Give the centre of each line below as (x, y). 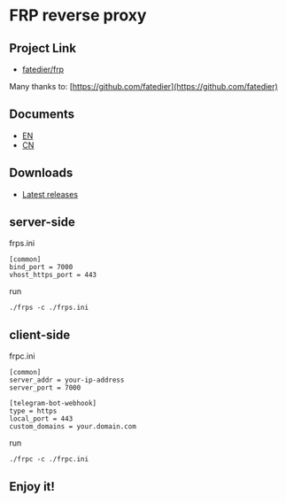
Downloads (41, 173)
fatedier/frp (43, 69)
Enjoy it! (32, 487)
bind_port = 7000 (41, 267)
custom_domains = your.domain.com (73, 427)
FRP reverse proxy (78, 15)
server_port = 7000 (45, 388)
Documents (42, 115)
